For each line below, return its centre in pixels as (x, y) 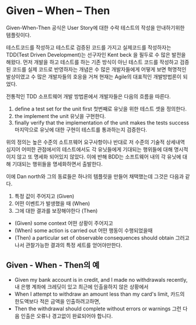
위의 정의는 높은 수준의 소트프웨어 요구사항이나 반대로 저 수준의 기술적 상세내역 (96, 142)
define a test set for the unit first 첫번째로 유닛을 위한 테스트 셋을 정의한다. (100, 109)
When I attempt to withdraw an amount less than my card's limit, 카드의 (99, 294)
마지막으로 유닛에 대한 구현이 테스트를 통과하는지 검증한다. (81, 129)
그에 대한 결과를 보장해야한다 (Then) (56, 210)
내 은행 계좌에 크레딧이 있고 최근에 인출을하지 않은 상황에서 (81, 286)
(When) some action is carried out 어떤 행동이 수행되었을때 (83, 230)
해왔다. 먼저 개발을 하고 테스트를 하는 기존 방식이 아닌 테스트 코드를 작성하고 (92, 62)
